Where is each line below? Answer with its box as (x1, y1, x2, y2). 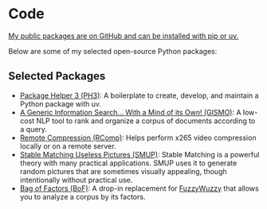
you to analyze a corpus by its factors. (19, 192, 146, 201)
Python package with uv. (19, 99, 102, 108)
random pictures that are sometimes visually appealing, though (19, 166, 227, 176)
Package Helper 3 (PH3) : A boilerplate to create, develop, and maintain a (19, 91, 259, 100)
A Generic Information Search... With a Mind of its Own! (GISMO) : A (19, 107, 241, 117)
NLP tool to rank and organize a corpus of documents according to (36, 116, 256, 126)
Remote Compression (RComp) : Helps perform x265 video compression (19, 133, 257, 142)
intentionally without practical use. (19, 175, 133, 184)
